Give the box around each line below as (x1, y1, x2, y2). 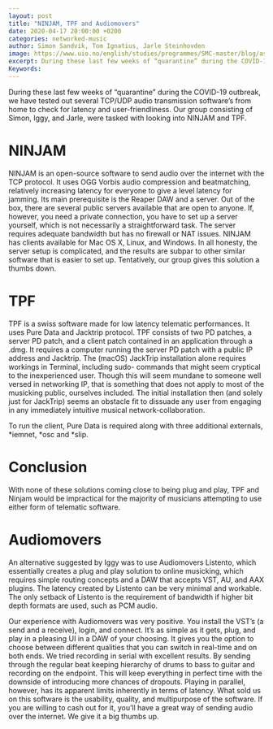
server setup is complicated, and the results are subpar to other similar (8, 245, 246, 256)
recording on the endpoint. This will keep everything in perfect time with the (8, 668, 262, 678)
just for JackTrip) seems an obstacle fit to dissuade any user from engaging (8, 396, 262, 406)
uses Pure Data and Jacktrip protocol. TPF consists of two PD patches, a (8, 327, 252, 337)
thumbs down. (8, 263, 57, 273)
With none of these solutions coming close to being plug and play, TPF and (8, 484, 260, 494)
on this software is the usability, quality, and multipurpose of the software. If (8, 694, 263, 704)
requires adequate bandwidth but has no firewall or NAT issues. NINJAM (8, 228, 252, 238)
